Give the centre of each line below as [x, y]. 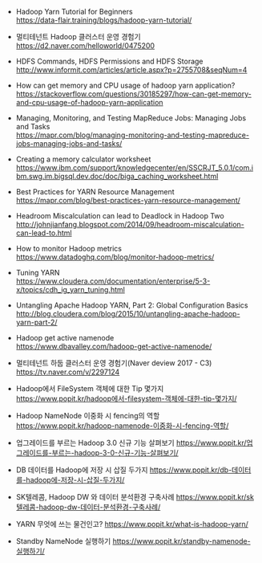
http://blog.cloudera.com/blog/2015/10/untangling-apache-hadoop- [128, 314]
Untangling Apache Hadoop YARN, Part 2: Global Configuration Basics [132, 305]
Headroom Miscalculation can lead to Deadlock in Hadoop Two [120, 216]
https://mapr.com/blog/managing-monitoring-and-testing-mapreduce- [133, 135]
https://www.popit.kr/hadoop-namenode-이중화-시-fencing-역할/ [122, 426]
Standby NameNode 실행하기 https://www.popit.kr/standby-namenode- [133, 541]
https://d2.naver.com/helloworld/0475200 [85, 46]
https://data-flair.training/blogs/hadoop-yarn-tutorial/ [104, 20]
